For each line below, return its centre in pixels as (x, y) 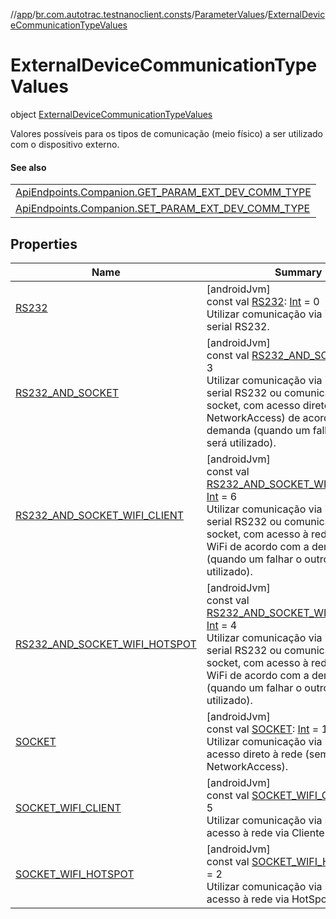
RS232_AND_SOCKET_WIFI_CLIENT (100, 515)
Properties (44, 244)
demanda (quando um (258, 430)
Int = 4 (222, 625)
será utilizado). (241, 442)
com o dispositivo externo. (65, 144)
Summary (298, 272)
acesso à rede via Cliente (265, 832)
